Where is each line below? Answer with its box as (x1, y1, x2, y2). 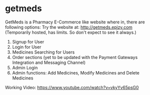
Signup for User (12, 38, 44, 44)
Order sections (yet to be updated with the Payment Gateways (12, 54, 138, 60)
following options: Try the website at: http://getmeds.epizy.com (5, 24, 133, 30)
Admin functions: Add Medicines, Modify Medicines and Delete (12, 70, 140, 76)
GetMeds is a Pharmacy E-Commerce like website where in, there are (5, 19, 145, 25)
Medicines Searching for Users (12, 49, 75, 55)
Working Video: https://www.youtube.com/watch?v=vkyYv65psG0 (5, 84, 139, 90)
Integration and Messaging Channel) (12, 59, 86, 65)
